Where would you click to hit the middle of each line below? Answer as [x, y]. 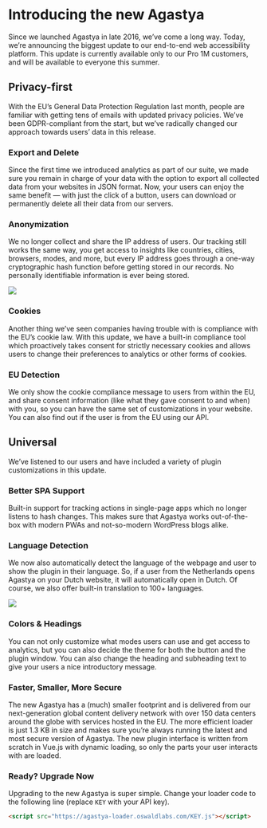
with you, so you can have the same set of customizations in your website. [130, 409]
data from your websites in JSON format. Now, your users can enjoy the [126, 187]
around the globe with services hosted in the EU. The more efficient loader [131, 721]
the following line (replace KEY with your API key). [89, 802]
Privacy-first [41, 87]
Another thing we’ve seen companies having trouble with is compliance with [133, 328]
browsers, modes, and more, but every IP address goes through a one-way [132, 259]
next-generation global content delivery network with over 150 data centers [132, 713]
